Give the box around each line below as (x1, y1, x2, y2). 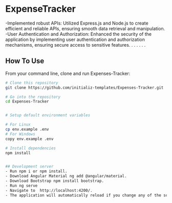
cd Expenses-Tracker (5, 99, 50, 104)
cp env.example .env (5, 127, 50, 132)
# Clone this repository (5, 80, 58, 85)
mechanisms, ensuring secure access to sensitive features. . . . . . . (5, 42, 146, 48)
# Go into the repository (5, 94, 60, 99)
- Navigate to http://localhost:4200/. (5, 188, 93, 193)
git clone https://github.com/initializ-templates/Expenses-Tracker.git (5, 85, 164, 90)
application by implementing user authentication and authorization (5, 36, 145, 43)
